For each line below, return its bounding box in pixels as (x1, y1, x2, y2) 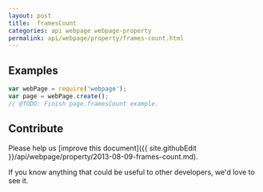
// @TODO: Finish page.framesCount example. (8, 99, 159, 108)
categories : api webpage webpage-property (8, 26, 152, 34)
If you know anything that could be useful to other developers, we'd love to (8, 167, 256, 177)
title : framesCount (8, 19, 78, 27)
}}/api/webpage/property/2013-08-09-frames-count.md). (8, 151, 198, 161)
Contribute (8, 122, 64, 136)
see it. (8, 175, 29, 185)
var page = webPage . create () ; (8, 92, 110, 100)
